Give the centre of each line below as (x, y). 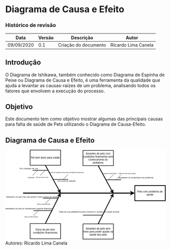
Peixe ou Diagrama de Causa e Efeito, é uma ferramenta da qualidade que (83, 80)
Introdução (23, 63)
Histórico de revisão (31, 25)
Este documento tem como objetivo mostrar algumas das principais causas (84, 119)
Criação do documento (82, 45)
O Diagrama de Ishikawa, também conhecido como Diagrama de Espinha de (85, 75)
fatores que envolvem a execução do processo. (55, 91)
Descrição (82, 38)
